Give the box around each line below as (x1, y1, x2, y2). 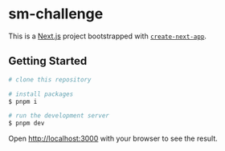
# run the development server (8, 112, 110, 120)
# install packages (8, 89, 74, 98)
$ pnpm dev (8, 119, 45, 128)
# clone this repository (8, 75, 92, 84)
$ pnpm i (8, 97, 38, 105)
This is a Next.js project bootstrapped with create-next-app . (8, 31, 207, 41)
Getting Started (8, 54, 88, 68)
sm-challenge (8, 5, 104, 23)
